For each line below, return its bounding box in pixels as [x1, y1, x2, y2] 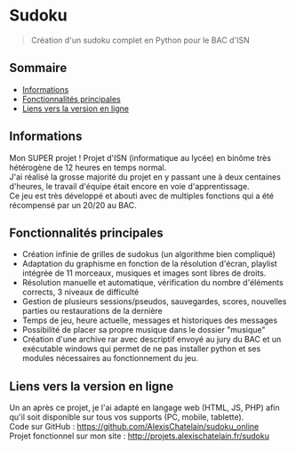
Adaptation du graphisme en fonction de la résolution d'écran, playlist [21, 259, 277, 269]
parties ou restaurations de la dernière [21, 306, 163, 317]
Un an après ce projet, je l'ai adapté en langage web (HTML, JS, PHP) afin [9, 402, 280, 414]
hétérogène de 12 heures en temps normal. [9, 162, 167, 173]
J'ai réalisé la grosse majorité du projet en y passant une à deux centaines [9, 171, 282, 182]
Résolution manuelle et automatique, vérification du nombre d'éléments [21, 277, 284, 288]
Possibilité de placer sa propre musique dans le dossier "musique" [21, 325, 266, 335]
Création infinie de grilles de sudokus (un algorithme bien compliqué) [21, 249, 276, 260]
